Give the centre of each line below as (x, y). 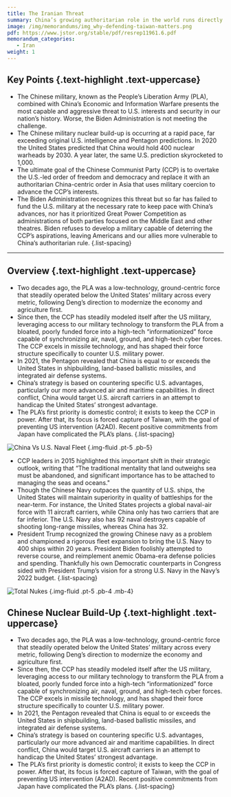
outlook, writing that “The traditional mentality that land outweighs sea (117, 468)
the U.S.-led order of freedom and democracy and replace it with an (113, 177)
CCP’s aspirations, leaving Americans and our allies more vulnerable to (117, 236)
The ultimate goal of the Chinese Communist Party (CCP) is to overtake (118, 169)
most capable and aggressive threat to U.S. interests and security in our (119, 111)
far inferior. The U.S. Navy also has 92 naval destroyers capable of (111, 519)
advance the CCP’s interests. (58, 192)
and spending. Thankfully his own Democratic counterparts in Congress (119, 563)
